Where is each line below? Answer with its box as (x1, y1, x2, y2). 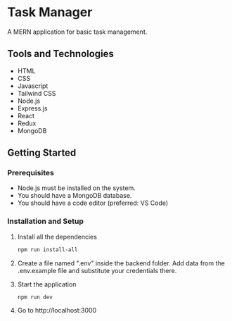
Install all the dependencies (17, 232, 97, 241)
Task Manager (7, 4, 93, 20)
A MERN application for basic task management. (7, 27, 148, 36)
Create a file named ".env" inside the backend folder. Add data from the (17, 258, 225, 267)
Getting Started (7, 147, 77, 159)
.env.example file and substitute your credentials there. (17, 266, 177, 275)
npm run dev (17, 294, 53, 301)
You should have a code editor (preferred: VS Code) (17, 199, 169, 208)
